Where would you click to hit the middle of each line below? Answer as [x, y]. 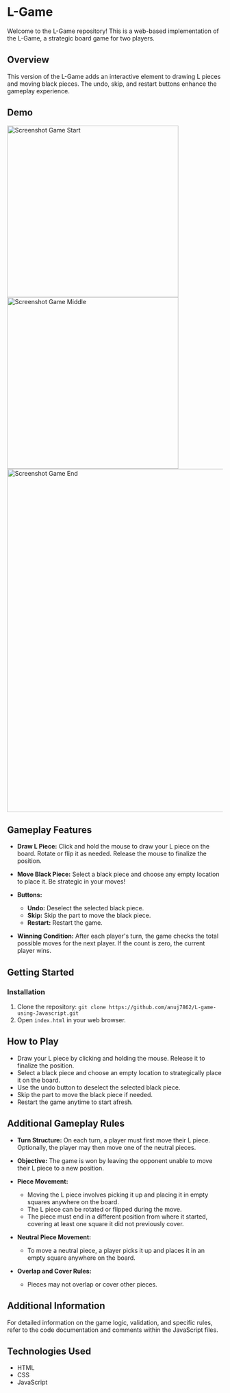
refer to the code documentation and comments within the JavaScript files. [113, 1330]
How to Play [33, 1042]
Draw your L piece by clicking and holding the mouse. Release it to [111, 1058]
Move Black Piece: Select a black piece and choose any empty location [118, 874]
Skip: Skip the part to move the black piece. [89, 916]
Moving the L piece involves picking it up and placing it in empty [118, 1195]
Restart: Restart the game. [65, 923]
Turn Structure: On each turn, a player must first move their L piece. [114, 1140]
